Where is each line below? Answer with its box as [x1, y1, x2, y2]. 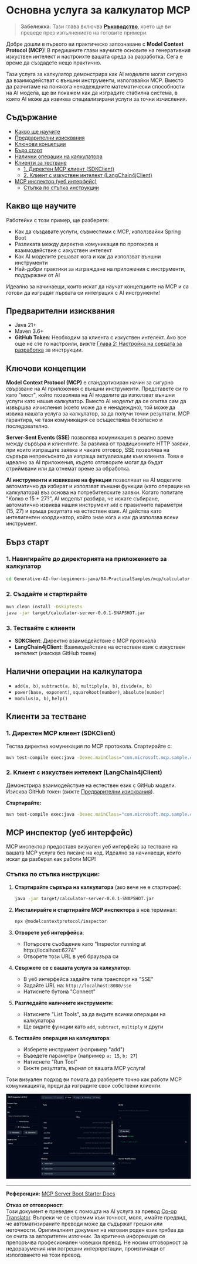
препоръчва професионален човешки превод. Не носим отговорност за [6, 1239, 188, 1246]
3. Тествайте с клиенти [6, 624, 76, 632]
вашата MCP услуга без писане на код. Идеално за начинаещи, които [6, 849, 181, 856]
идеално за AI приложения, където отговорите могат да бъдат [6, 459, 163, 466]
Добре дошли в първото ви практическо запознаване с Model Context [6, 40, 184, 47]
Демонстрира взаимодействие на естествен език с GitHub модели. [6, 782, 176, 789]
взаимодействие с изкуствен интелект [14, 247, 113, 254]
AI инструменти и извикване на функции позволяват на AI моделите [6, 476, 182, 483]
